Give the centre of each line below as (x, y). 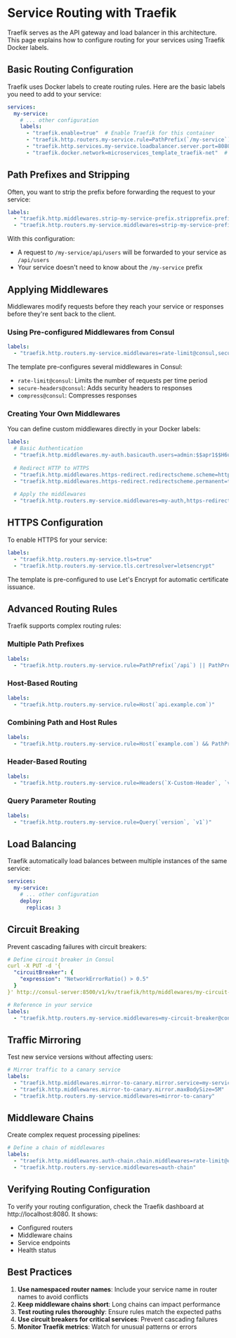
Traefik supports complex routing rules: (64, 626)
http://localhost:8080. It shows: (53, 1214)
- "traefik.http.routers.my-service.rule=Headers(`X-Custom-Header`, (117, 783)
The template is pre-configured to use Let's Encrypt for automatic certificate (118, 579)
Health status (37, 1250)
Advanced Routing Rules (63, 608)
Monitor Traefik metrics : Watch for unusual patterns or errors (107, 1327)
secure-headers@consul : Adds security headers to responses (105, 388)
